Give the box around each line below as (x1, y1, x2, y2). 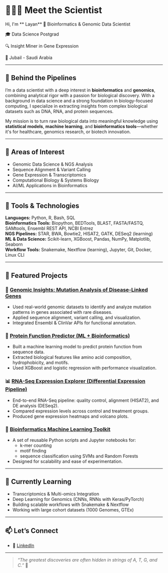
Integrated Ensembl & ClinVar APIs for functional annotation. (12, 320, 136, 326)
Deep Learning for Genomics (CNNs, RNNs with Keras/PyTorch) (12, 496, 144, 502)
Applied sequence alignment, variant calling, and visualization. (12, 315, 141, 321)
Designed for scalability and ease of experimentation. (12, 458, 123, 464)
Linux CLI (5, 252, 25, 258)
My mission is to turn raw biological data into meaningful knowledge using (5, 118, 158, 124)
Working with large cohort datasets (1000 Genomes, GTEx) (12, 506, 134, 512)
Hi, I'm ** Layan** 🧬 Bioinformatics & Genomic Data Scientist (5, 21, 131, 27)
